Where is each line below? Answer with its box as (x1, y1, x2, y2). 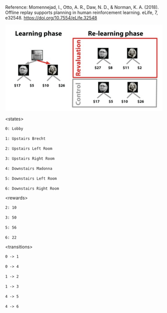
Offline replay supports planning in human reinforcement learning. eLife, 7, (5, 9, 158, 15)
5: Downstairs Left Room (5, 176, 57, 181)
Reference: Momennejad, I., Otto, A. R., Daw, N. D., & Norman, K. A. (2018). (5, 4, 159, 10)
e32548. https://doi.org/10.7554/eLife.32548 (5, 15, 97, 20)
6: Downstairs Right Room (5, 186, 59, 191)
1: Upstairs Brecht (5, 136, 46, 141)
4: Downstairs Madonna (5, 166, 52, 171)
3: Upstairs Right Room (5, 156, 55, 161)
